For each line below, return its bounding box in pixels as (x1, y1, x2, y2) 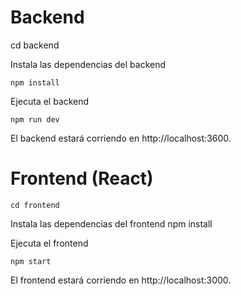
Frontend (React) (10, 167, 154, 190)
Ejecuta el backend (10, 95, 90, 107)
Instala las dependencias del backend (10, 58, 167, 70)
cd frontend (10, 200, 60, 210)
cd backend (10, 39, 60, 51)
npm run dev (10, 114, 60, 125)
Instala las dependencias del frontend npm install (10, 217, 213, 230)
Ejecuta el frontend (10, 237, 89, 249)
